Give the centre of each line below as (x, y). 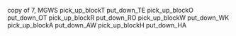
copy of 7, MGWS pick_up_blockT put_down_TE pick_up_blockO (100, 10)
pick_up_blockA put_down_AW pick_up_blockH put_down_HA (97, 25)
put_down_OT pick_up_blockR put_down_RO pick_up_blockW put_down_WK (118, 18)
